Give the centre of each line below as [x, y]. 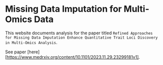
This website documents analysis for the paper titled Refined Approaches [79, 33]
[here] [33, 52]
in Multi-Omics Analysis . [31, 42]
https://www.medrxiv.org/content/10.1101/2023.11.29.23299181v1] [73, 57]
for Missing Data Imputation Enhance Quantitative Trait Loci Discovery [81, 38]
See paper [16, 52]
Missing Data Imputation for [63, 9]
